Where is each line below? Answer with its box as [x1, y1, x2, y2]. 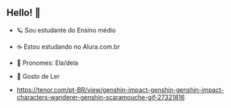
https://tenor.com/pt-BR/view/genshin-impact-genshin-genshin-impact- [16, 85, 224, 94]
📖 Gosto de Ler [16, 72, 60, 80]
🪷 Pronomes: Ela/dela [16, 59, 79, 67]
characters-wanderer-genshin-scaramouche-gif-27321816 [16, 93, 185, 101]
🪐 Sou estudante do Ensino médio [16, 26, 116, 34]
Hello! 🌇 [6, 7, 41, 19]
